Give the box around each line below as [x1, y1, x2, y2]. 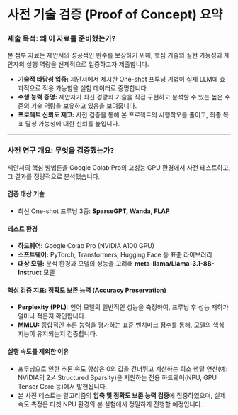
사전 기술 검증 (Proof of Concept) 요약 [7, 6, 223, 23]
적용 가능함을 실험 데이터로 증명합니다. [42, 84, 149, 92]
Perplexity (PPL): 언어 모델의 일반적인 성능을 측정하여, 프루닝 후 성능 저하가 [17, 303, 229, 311]
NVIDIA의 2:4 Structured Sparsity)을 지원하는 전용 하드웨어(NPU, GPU [17, 373, 217, 382]
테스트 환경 [7, 225, 38, 233]
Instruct [17, 268, 42, 277]
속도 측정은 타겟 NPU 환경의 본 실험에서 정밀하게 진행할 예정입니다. [17, 399, 203, 409]
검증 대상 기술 [7, 190, 45, 198]
